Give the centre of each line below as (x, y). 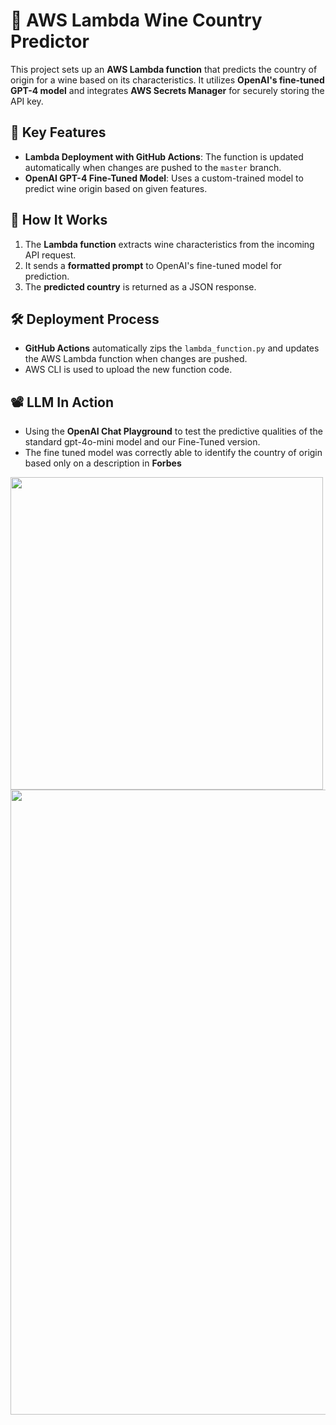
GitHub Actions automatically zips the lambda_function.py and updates (172, 348)
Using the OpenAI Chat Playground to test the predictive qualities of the (173, 431)
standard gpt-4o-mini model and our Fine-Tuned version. (142, 442)
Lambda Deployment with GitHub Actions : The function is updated (164, 156)
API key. (27, 101)
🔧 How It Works (59, 220)
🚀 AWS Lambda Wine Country (136, 20)
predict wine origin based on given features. (116, 188)
